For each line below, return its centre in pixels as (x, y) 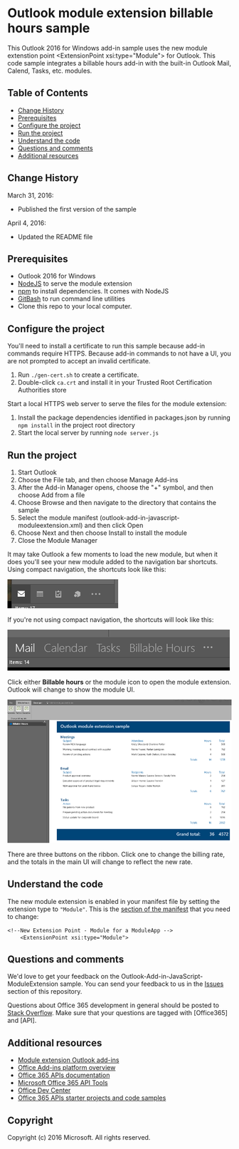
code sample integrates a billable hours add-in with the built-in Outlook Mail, (119, 63)
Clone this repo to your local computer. (75, 306)
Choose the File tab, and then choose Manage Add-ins (98, 480)
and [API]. (22, 1021)
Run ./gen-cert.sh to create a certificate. (78, 375)
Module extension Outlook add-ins (68, 1060)
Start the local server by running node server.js (88, 433)
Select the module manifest (58, 518)
